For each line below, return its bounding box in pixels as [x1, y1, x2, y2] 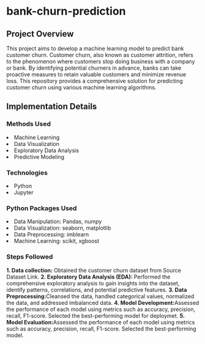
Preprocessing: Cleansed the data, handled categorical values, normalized [6, 292, 195, 300]
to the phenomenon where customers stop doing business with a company [6, 58, 195, 65]
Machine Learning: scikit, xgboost [14, 237, 100, 245]
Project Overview [6, 29, 74, 39]
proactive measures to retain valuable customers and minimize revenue [6, 71, 187, 78]
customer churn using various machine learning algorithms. [6, 84, 157, 91]
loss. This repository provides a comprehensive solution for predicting [6, 78, 184, 84]
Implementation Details [6, 101, 97, 112]
